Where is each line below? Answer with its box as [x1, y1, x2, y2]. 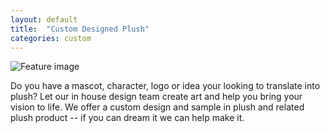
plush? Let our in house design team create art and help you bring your [10, 91, 303, 103]
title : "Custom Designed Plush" [10, 24, 150, 34]
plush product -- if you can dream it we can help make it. [10, 112, 245, 124]
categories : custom [10, 33, 92, 43]
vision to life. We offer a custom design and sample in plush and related [10, 101, 305, 113]
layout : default [10, 14, 78, 25]
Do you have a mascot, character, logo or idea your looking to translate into [10, 80, 321, 92]
